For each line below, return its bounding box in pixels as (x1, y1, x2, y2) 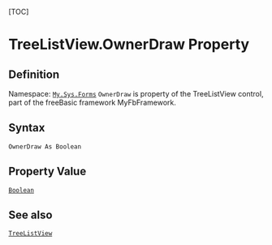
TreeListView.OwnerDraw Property (8, 36, 250, 54)
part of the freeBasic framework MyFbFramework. (8, 97, 176, 107)
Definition (8, 67, 59, 81)
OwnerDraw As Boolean (8, 142, 82, 151)
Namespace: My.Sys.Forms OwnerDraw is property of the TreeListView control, (8, 89, 264, 98)
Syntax (8, 121, 45, 135)
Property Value (8, 165, 87, 178)
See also (8, 208, 53, 222)
